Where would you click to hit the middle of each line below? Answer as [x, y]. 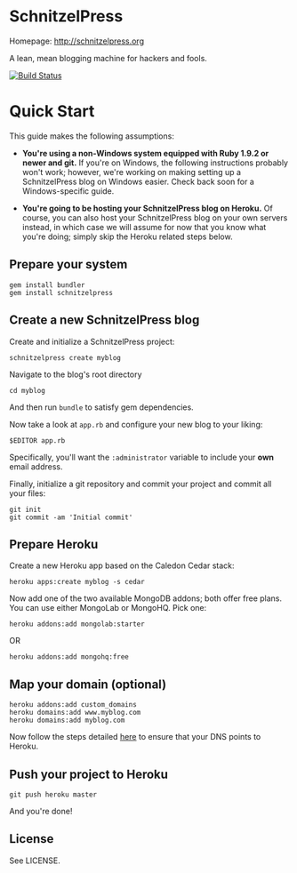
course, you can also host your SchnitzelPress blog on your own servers [155, 217]
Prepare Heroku [54, 544]
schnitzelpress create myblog [65, 357]
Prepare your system [68, 264]
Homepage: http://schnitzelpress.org [77, 41]
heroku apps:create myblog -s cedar [77, 582]
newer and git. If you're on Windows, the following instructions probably [155, 163]
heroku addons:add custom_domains [73, 705]
